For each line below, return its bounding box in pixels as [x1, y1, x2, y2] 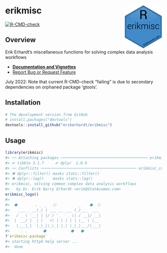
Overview [5, 36, 36, 44]
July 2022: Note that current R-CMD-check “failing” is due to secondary [5, 78, 153, 84]
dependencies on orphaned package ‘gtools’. [5, 84, 98, 90]
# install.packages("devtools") [5, 117, 72, 123]
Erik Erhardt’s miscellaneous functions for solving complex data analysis [5, 49, 153, 55]
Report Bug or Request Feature [12, 69, 76, 75]
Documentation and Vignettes [12, 63, 76, 69]
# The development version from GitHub [5, 112, 88, 117]
